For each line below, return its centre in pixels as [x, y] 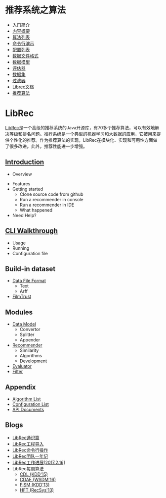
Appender [30, 340]
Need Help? [24, 215]
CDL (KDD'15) [34, 474]
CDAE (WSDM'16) [38, 479]
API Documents [28, 409]
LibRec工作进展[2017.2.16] [39, 462]
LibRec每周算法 [28, 468]
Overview [22, 174]
